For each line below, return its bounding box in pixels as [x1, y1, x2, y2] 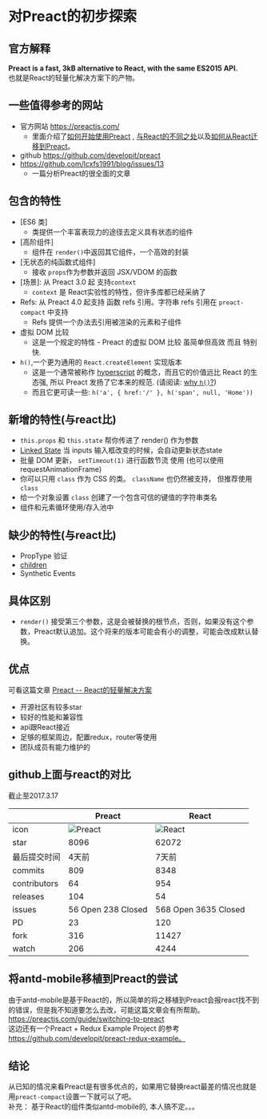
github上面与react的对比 [8, 768, 132, 782]
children [19, 560, 47, 570]
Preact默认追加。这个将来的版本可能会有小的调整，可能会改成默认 [34, 626, 252, 637]
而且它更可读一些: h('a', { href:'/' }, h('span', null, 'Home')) [31, 387, 253, 396]
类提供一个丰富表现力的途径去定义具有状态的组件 [31, 227, 193, 236]
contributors [12, 878, 58, 889]
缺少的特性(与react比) [8, 528, 117, 541]
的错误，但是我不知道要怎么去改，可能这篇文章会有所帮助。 [8, 1004, 205, 1014]
